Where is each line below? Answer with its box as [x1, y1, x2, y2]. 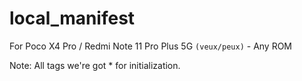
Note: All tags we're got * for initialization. [9, 59, 181, 71]
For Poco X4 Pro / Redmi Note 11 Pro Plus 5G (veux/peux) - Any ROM [9, 40, 293, 52]
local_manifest [9, 7, 136, 30]
